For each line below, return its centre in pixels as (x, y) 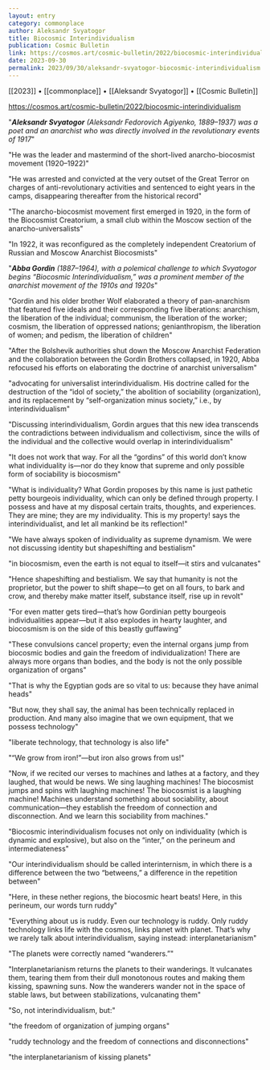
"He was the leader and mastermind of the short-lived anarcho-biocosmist (132, 154)
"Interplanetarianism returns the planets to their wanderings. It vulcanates (131, 969)
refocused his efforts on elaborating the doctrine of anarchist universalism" (133, 367)
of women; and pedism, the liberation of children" (90, 335)
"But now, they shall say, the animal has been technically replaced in (121, 709)
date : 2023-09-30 (37, 61)
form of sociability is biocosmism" (65, 474)
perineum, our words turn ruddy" (63, 905)
